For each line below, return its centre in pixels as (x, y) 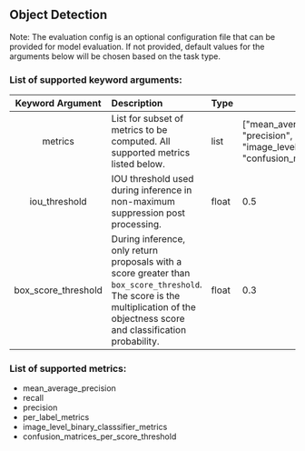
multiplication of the (154, 307)
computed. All (141, 142)
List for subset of (148, 119)
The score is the (146, 296)
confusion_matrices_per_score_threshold (99, 436)
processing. (136, 225)
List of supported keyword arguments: (96, 79)
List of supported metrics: (68, 369)
